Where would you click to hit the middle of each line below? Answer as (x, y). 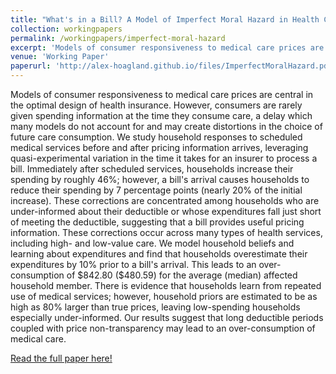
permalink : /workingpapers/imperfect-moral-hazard (118, 38)
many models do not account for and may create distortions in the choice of (166, 126)
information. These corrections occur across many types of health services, (166, 232)
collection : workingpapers (66, 29)
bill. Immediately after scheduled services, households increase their (152, 169)
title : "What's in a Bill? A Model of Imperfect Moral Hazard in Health (165, 19)
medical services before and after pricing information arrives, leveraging (159, 147)
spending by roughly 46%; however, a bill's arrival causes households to (160, 179)
